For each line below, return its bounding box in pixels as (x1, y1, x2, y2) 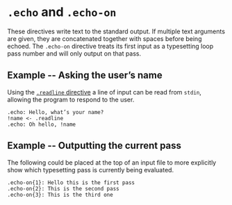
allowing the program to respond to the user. (7, 95, 135, 104)
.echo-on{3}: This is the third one (7, 191, 113, 198)
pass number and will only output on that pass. (7, 49, 142, 58)
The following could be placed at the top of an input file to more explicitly (7, 158, 217, 167)
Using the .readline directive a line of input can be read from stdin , (7, 88, 201, 96)
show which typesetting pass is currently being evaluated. (7, 165, 174, 174)
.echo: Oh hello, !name (7, 121, 76, 128)
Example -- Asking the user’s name (7, 69, 163, 81)
